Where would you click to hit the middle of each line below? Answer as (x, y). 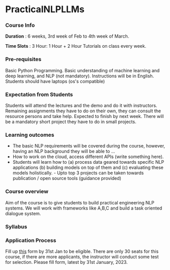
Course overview (27, 192)
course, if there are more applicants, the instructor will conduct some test (82, 257)
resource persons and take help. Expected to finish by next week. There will (84, 116)
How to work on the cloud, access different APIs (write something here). (88, 157)
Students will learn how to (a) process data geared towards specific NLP (88, 162)
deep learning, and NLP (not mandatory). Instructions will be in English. (80, 76)
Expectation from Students (39, 94)
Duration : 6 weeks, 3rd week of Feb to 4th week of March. (67, 36)
